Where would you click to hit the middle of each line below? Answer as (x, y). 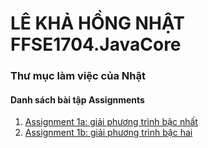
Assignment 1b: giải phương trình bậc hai (108, 133)
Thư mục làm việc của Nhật (78, 76)
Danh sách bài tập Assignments (77, 99)
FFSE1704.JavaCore (96, 44)
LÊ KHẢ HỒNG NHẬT (97, 23)
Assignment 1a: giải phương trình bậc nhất (111, 122)
